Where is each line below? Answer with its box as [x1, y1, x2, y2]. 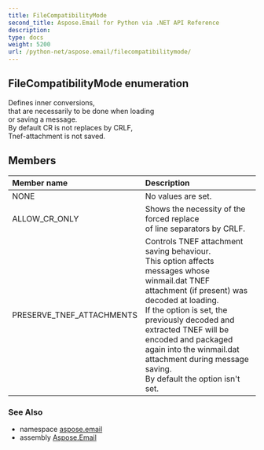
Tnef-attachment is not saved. [8, 131, 106, 141]
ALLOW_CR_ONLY [12, 213, 79, 224]
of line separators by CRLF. [145, 223, 246, 234]
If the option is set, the [145, 304, 228, 315]
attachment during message [145, 353, 249, 364]
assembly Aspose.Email [19, 433, 97, 442]
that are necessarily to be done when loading [8, 106, 155, 115]
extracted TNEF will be [145, 324, 229, 335]
